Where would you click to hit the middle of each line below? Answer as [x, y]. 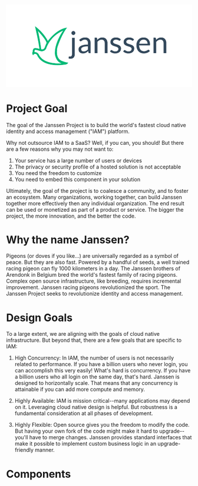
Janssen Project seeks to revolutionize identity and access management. [95, 294]
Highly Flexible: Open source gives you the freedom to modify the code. [102, 425]
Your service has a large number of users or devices [78, 160]
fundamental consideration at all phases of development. [84, 413]
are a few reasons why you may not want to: [60, 149]
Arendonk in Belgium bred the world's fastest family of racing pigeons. [92, 275]
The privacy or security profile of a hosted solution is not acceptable [98, 167]
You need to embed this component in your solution [77, 179]
